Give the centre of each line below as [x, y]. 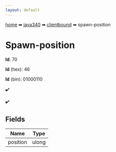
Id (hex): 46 [18, 69]
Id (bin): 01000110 [24, 79]
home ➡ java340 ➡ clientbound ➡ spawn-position [58, 24]
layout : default [22, 10]
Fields [15, 119]
